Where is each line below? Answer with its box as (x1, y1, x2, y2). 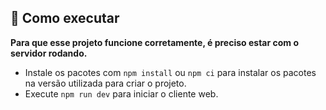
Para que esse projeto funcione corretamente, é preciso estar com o (10, 36, 299, 48)
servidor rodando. (10, 47, 88, 59)
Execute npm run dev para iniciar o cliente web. (24, 87, 219, 100)
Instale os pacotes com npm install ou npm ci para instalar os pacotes (24, 66, 317, 78)
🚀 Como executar (10, 10, 120, 27)
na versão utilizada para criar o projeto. (24, 77, 187, 89)
